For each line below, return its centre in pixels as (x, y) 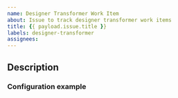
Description (33, 67)
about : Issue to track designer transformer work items (89, 20)
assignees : (23, 39)
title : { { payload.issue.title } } (57, 26)
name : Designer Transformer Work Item (63, 13)
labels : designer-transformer (51, 33)
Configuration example (47, 87)
